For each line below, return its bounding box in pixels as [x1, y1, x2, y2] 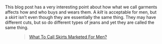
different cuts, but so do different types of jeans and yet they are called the [5, 19, 155, 25]
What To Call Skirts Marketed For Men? [29, 34, 107, 40]
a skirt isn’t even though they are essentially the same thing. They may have [5, 15, 156, 20]
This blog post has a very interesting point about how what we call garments [5, 4, 157, 10]
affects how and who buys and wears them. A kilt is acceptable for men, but [5, 9, 157, 15]
